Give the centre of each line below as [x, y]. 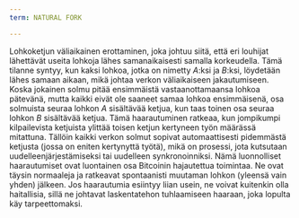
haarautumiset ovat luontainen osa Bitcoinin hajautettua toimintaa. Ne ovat [147, 165]
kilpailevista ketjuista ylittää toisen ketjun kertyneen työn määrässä [133, 127]
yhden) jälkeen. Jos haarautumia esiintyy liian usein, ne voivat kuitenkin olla [149, 184]
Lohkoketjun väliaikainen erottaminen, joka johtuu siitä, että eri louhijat [139, 51]
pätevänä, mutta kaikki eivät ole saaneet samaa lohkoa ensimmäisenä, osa [147, 99]
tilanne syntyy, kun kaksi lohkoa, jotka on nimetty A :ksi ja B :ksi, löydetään [145, 70]
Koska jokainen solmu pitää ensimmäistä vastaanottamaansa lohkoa [135, 89]
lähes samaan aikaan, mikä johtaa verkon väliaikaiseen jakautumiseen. [139, 79]
